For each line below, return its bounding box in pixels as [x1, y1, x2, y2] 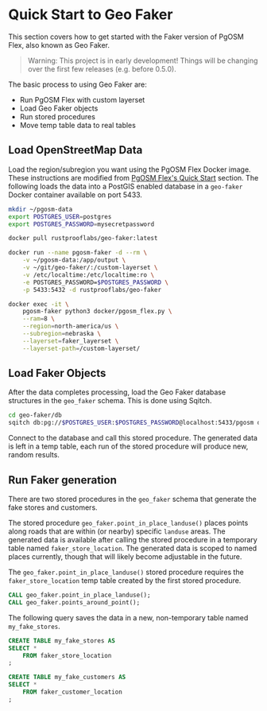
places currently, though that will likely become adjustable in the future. [8, 552, 242, 561]
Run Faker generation [8, 473, 117, 487]
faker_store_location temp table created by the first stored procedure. [8, 576, 242, 585]
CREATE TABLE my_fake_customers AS [8, 674, 126, 682]
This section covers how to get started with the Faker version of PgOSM [8, 32, 244, 41]
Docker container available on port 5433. [8, 189, 143, 200]
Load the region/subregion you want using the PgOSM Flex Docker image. [8, 165, 252, 174]
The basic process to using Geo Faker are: [8, 80, 147, 89]
